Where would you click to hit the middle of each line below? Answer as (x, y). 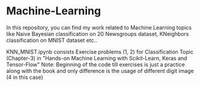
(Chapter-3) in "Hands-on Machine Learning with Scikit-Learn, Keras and (97, 58)
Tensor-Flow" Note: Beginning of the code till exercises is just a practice (95, 64)
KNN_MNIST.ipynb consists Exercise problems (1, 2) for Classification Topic (100, 51)
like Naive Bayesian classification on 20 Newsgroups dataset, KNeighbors (98, 33)
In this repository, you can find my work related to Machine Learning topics (99, 27)
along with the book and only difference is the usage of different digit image (100, 70)
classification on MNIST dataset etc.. (52, 40)
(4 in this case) (25, 77)
